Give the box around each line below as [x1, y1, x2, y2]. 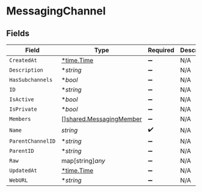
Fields [6, 28, 30, 39]
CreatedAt [9, 57, 37, 64]
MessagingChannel [6, 4, 106, 18]
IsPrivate [9, 106, 37, 113]
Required [147, 46, 174, 54]
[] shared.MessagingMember [61, 115, 142, 123]
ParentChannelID [9, 138, 56, 144]
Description [9, 67, 44, 73]
